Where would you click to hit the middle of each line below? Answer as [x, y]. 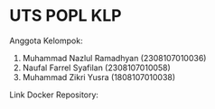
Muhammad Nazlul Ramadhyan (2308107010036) [114, 58]
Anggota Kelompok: [46, 41]
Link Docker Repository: [54, 95]
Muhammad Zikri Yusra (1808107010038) [99, 77]
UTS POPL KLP [65, 16]
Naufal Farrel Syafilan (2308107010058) [97, 68]
